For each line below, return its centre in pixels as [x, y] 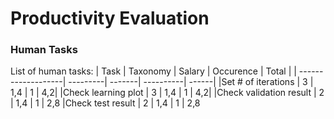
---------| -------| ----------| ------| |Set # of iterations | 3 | [191, 82]
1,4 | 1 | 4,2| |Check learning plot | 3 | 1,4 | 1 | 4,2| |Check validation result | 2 [167, 93]
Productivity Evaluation [110, 18]
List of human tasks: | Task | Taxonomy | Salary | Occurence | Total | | [153, 71]
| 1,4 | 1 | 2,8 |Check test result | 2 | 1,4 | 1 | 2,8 [105, 103]
